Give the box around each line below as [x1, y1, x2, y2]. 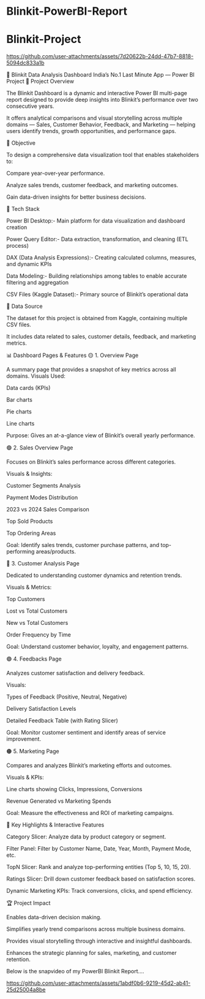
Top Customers [6, 595, 45, 603]
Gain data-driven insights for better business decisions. [6, 193, 146, 201]
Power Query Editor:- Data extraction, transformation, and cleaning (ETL [6, 235, 188, 243]
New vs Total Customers [6, 619, 69, 627]
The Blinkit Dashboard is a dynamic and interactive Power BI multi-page [6, 90, 188, 97]
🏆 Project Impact [6, 900, 51, 907]
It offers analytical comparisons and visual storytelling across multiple [6, 115, 182, 122]
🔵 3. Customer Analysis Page [6, 560, 80, 567]
